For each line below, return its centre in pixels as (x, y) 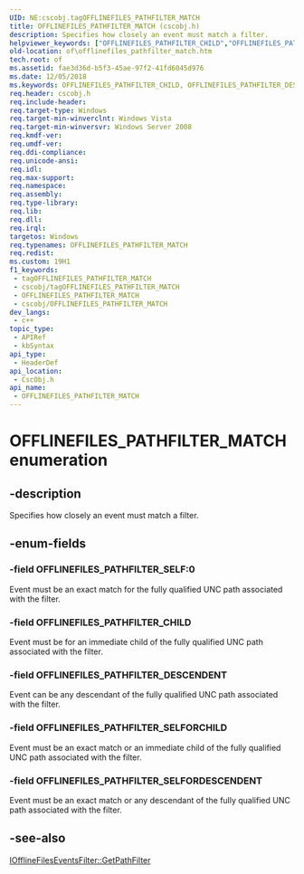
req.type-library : (44, 203)
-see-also (38, 838)
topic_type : (32, 329)
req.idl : (26, 169)
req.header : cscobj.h (50, 93)
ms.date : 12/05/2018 (48, 77)
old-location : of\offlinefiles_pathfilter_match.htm (111, 52)
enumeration (59, 460)
